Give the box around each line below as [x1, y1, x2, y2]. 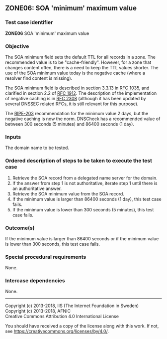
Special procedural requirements [5, 253, 86, 260]
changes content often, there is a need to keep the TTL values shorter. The [5, 64, 159, 70]
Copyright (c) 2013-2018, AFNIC [5, 308, 71, 314]
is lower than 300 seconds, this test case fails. [5, 241, 100, 247]
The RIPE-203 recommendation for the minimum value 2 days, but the [5, 110, 149, 116]
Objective [5, 42, 29, 49]
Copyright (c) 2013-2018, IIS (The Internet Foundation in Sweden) [5, 303, 139, 309]
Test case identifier [5, 19, 53, 26]
